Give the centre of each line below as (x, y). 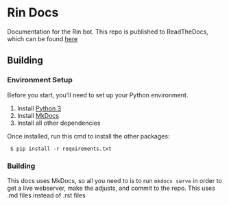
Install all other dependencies (59, 123)
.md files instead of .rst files (46, 195)
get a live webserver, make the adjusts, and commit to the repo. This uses (111, 188)
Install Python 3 (39, 108)
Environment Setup (40, 80)
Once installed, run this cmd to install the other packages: (88, 136)
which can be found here (43, 38)
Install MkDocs (38, 115)
